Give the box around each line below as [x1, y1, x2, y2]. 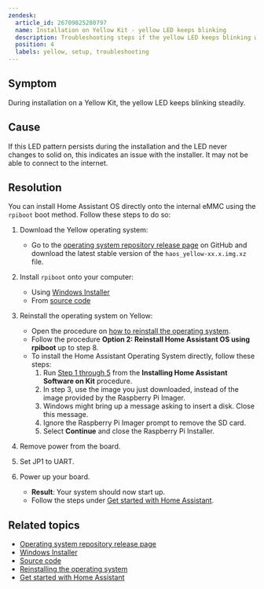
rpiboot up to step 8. [31, 343, 99, 353]
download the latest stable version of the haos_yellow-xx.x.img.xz [31, 249, 247, 258]
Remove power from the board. [19, 441, 121, 452]
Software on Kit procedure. [42, 376, 133, 386]
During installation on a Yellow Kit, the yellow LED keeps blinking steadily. [8, 97, 246, 107]
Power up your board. [19, 472, 90, 481]
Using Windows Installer [31, 287, 110, 297]
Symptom [8, 77, 57, 90]
